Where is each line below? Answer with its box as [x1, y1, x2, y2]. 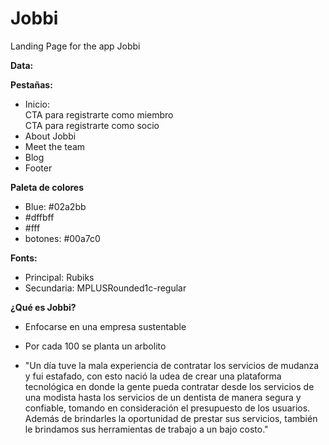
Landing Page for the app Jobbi [10, 40, 141, 52]
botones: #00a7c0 [24, 232, 101, 244]
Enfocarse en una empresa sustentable [24, 320, 187, 332]
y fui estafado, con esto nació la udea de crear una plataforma [24, 370, 282, 382]
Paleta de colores [10, 181, 85, 193]
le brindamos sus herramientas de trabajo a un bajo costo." [24, 423, 269, 435]
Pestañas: [10, 78, 53, 91]
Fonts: [10, 252, 38, 264]
